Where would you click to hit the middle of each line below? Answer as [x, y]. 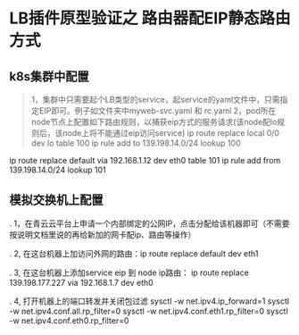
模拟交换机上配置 [56, 201]
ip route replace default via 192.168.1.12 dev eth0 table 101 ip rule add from [145, 160]
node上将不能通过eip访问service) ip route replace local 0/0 [170, 133]
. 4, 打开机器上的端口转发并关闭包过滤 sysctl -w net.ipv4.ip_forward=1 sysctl [149, 301]
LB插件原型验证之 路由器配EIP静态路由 [150, 18]
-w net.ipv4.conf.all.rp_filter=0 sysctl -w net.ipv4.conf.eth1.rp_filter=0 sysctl [149, 311]
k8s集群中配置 [49, 76]
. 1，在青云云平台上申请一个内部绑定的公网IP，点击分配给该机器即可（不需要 [149, 223]
